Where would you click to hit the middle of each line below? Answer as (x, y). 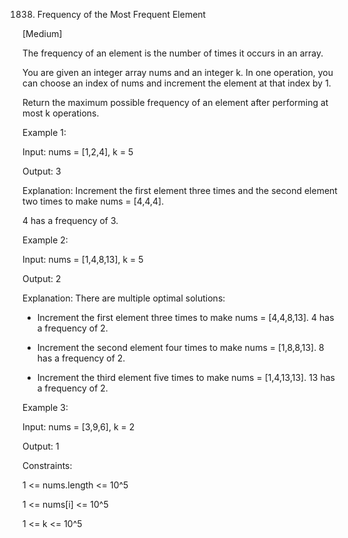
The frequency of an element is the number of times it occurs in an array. (173, 53)
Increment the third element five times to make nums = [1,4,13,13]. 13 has (185, 377)
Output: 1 (41, 446)
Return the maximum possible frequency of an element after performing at (175, 102)
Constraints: (47, 465)
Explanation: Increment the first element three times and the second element (180, 190)
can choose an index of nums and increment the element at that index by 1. (177, 83)
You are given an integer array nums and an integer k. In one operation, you (178, 72)
